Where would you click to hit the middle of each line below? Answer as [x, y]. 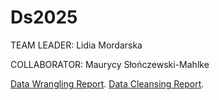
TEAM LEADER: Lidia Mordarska [76, 45]
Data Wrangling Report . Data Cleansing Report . [107, 83]
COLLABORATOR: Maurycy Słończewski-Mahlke [110, 64]
